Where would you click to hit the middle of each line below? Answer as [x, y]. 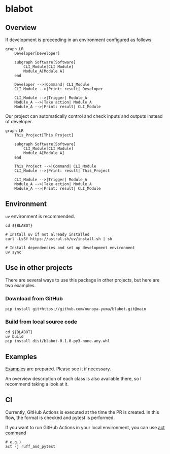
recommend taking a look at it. [37, 384]
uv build [14, 337]
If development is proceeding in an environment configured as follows [78, 40]
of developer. [19, 121]
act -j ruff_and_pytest [30, 446]
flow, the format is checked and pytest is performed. [60, 417]
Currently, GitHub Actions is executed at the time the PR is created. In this [82, 412]
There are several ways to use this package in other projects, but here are [82, 280]
